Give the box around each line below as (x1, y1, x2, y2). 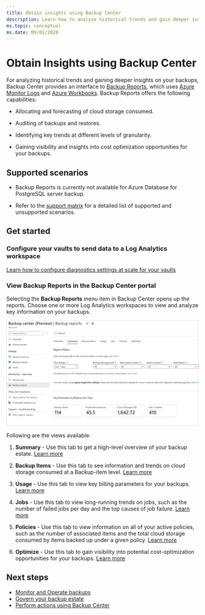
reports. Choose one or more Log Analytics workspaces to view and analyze (6, 301, 199, 308)
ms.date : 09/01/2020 (6, 29, 59, 35)
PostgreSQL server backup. (15, 190, 85, 197)
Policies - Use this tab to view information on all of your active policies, (15, 523, 195, 531)
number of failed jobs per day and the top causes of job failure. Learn (15, 505, 190, 512)
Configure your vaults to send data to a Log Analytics (6, 244, 168, 253)
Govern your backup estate (15, 595, 84, 602)
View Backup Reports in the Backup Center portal (6, 281, 156, 289)
